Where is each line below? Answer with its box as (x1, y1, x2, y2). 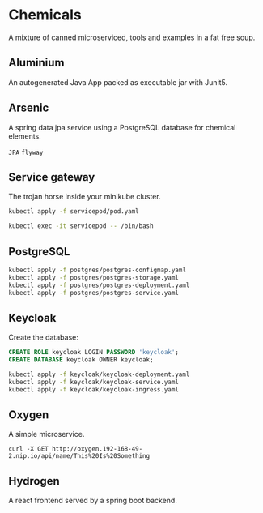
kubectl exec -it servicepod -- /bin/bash (8, 222, 154, 230)
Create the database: (8, 332, 79, 342)
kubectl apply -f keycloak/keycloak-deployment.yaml (8, 370, 190, 378)
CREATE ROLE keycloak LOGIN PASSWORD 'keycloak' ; (8, 348, 180, 357)
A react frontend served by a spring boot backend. (8, 496, 178, 506)
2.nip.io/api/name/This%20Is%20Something (8, 452, 151, 460)
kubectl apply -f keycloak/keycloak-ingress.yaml (8, 385, 180, 394)
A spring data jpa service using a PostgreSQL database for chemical (8, 122, 236, 132)
